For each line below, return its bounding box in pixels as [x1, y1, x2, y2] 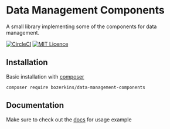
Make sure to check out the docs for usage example [6, 116, 132, 123]
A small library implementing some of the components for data [6, 23, 157, 30]
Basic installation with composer [6, 73, 84, 80]
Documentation [6, 100, 64, 110]
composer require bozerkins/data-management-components [6, 84, 145, 90]
